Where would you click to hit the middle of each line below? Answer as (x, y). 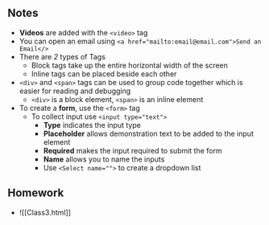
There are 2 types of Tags (62, 56)
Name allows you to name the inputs (104, 159)
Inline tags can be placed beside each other (104, 74)
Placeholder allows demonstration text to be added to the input (149, 133)
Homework (36, 193)
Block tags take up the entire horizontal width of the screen (130, 65)
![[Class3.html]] (45, 212)
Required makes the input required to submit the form (132, 150)
